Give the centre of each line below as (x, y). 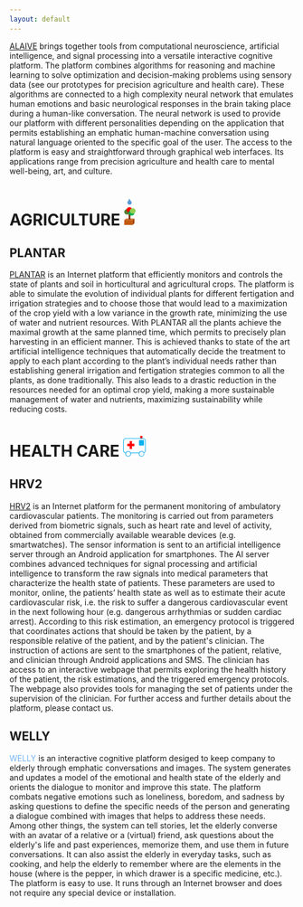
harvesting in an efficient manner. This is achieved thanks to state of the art (150, 342)
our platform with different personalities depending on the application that (147, 123)
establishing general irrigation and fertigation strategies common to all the (147, 371)
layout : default (40, 19)
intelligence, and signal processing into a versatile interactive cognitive (141, 55)
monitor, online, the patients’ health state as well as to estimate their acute (147, 592)
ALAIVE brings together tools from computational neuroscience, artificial (145, 46)
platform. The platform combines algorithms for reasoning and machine (142, 65)
